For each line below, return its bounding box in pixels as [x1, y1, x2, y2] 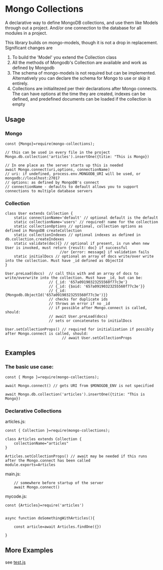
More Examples [5, 546, 54, 555]
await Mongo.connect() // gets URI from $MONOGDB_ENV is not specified [5, 383, 154, 388]
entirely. [12, 80, 29, 86]
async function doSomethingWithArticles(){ [5, 516, 95, 520]
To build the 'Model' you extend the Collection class [12, 54, 117, 60]
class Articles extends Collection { [5, 437, 82, 441]
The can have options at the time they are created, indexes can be [12, 91, 145, 97]
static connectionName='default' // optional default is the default [14, 215, 159, 220]
